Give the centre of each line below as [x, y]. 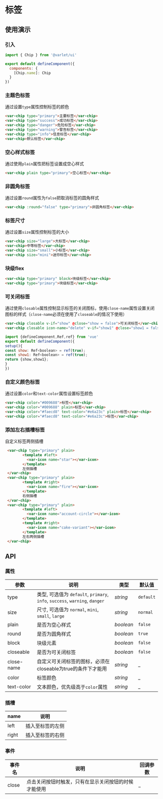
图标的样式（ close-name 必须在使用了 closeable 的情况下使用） [66, 314]
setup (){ [14, 346]
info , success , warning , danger [71, 601]
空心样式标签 [20, 152]
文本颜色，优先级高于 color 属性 [72, 687]
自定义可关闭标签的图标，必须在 [73, 662]
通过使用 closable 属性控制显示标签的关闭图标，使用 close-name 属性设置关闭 [80, 308]
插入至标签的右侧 [45, 735]
